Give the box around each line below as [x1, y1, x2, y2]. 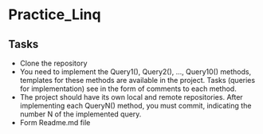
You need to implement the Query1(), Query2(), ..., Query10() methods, [19, 67, 252, 77]
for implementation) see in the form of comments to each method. [19, 84, 237, 93]
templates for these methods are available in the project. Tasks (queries [19, 76, 256, 85]
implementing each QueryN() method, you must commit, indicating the [19, 101, 252, 110]
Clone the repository [19, 58, 88, 68]
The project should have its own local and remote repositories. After [19, 93, 243, 101]
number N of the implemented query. [19, 109, 142, 119]
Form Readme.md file [19, 118, 91, 127]
